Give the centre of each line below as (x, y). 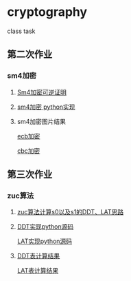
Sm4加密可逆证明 (42, 92)
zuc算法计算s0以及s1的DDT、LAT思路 (70, 212)
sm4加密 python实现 (46, 107)
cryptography (47, 12)
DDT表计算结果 (38, 256)
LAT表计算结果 (38, 271)
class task (21, 31)
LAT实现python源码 (45, 241)
